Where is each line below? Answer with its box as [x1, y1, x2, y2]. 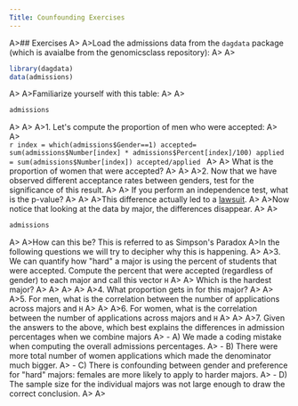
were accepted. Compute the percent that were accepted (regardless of [9, 265, 273, 276]
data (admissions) [9, 72, 74, 81]
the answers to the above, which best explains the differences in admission [9, 322, 285, 333]
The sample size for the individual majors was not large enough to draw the [9, 379, 286, 390]
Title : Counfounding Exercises [9, 12, 125, 22]
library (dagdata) [9, 64, 74, 73]
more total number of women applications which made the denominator [9, 351, 272, 361]
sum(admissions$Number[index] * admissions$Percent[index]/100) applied [9, 149, 285, 158]
